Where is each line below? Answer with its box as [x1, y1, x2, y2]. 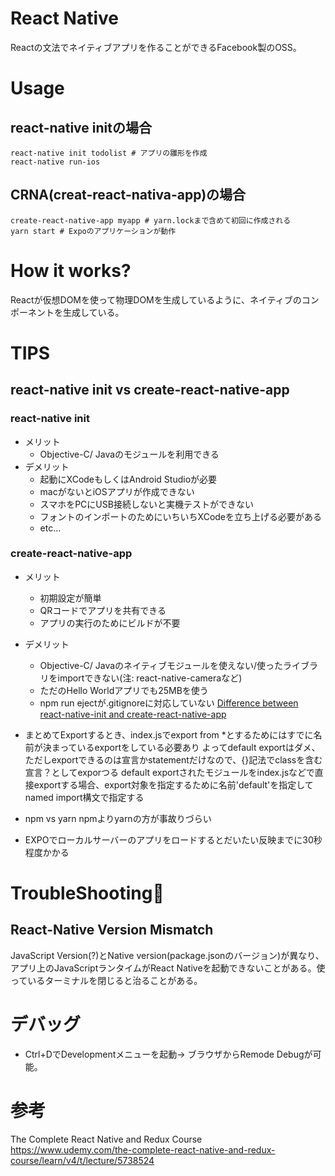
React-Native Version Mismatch [10, 922, 214, 939]
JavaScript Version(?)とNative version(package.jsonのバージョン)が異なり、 [10, 949, 325, 961]
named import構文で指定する [24, 791, 145, 803]
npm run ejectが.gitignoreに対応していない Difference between [39, 697, 299, 709]
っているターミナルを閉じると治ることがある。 [10, 974, 203, 986]
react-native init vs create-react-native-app [10, 382, 290, 399]
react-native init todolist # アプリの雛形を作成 [10, 148, 208, 158]
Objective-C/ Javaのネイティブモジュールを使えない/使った [39, 659, 284, 671]
